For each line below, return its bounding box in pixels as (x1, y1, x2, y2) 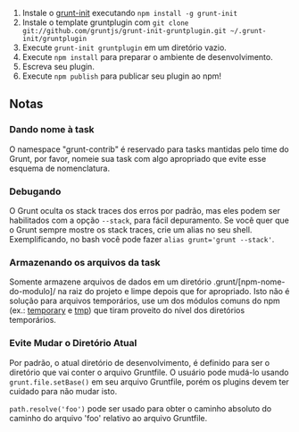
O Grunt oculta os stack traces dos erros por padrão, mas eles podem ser (9, 205, 281, 216)
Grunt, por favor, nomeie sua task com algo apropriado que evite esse (9, 153, 267, 164)
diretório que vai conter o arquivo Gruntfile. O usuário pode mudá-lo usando (9, 367, 289, 377)
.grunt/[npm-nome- (212, 276, 286, 287)
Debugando (9, 185, 62, 198)
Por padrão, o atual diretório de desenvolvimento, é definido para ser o (9, 357, 270, 368)
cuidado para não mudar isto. (9, 385, 118, 396)
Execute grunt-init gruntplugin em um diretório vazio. (21, 42, 228, 53)
